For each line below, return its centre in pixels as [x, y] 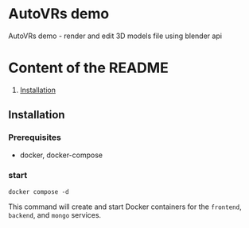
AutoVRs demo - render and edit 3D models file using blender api [115, 36]
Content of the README [88, 68]
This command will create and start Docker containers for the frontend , [125, 207]
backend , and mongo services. [55, 214]
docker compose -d [39, 191]
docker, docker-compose [61, 155]
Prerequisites [35, 137]
